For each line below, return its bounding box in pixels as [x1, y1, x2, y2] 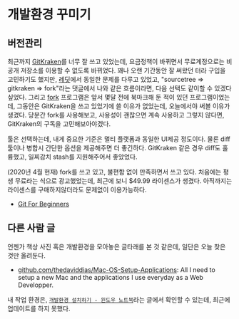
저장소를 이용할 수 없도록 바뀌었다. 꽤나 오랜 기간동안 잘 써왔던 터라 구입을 [20, 66, 226, 75]
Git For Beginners [17, 200, 70, 208]
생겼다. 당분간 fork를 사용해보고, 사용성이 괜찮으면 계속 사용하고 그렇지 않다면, [7, 111, 225, 119]
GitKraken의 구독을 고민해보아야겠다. [7, 120, 111, 128]
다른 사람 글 [7, 222, 56, 234]
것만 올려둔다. [7, 251, 46, 260]
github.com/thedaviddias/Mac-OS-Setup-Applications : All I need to [17, 265, 215, 274]
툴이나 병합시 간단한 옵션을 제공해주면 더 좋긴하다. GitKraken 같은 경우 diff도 [7, 144, 221, 152]
